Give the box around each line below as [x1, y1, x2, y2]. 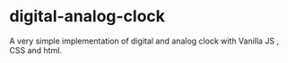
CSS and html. [9, 44, 63, 55]
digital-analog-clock [9, 6, 166, 27]
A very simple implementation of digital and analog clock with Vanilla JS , [9, 35, 280, 46]
